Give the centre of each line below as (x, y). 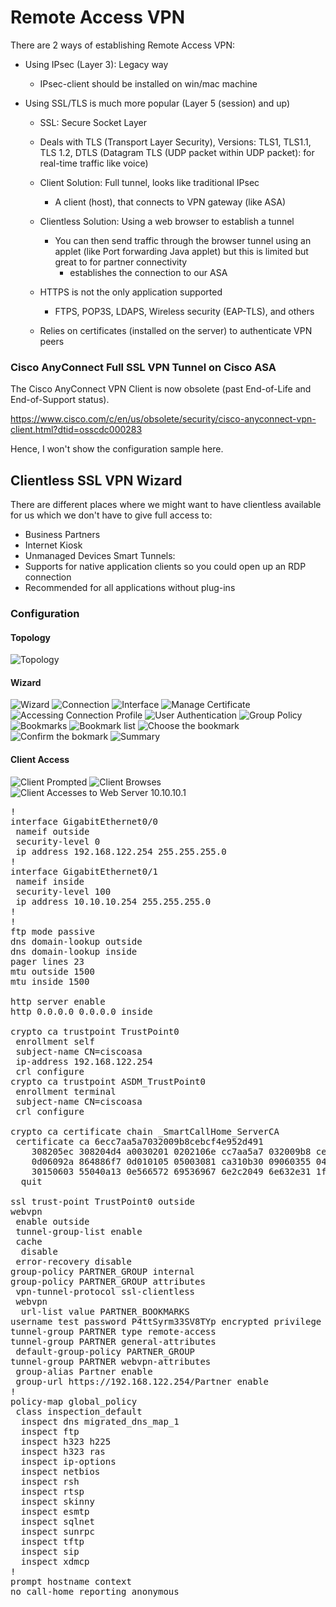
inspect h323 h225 (66, 1441)
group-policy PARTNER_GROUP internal (103, 1271)
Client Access (40, 759)
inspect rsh (50, 1481)
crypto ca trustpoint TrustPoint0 (95, 1031)
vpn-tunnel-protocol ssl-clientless (105, 1291)
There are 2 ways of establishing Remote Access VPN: (123, 45)
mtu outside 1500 (52, 971)
